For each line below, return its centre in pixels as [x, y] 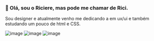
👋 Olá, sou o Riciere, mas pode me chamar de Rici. [67, 8]
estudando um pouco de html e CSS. [43, 24]
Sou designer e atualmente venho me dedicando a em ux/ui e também [77, 19]
